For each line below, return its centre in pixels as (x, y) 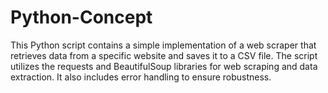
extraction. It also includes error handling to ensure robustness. (141, 77)
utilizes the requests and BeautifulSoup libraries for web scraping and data (164, 66)
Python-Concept (81, 17)
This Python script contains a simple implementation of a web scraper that (163, 45)
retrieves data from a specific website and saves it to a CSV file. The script (164, 55)
